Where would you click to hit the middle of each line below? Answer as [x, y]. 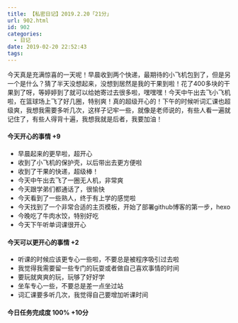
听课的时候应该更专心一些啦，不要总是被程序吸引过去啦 [98, 259]
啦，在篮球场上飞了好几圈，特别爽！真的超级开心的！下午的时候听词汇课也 [116, 101]
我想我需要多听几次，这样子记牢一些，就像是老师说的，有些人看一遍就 [128, 110]
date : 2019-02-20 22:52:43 [47, 47]
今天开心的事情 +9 [34, 136]
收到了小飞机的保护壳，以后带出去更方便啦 [80, 163]
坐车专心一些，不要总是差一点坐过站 [70, 286]
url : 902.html [28, 21]
